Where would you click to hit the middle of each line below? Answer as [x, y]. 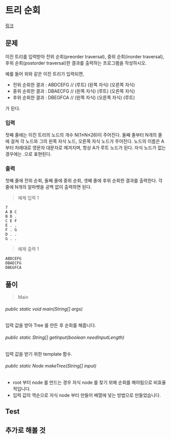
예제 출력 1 [28, 249]
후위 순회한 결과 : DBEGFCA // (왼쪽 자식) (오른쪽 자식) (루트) [74, 97]
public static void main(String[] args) [44, 309]
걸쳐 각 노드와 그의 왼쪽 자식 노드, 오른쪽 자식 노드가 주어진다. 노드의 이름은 [85, 142]
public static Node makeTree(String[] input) [51, 366]
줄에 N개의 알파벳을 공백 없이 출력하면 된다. [48, 187]
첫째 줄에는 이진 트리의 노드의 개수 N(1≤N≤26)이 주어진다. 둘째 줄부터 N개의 [81, 135]
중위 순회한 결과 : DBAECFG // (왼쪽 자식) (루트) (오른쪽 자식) [74, 91]
